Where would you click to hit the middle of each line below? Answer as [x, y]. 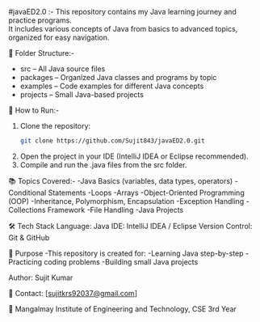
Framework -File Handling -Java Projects [115, 210]
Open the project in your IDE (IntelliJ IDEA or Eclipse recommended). [134, 156]
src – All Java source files [63, 69]
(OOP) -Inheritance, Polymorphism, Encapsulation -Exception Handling [126, 201]
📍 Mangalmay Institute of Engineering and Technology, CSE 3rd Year [122, 309]
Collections [27, 210]
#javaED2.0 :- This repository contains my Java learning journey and [122, 12]
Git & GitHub [29, 237]
